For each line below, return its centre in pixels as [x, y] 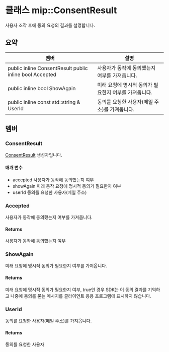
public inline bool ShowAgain [42, 88]
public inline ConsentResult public [48, 68]
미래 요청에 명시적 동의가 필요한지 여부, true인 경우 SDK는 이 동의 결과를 [76, 290]
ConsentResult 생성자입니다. [34, 155]
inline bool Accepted [32, 75]
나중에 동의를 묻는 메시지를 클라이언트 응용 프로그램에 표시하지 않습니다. [81, 296]
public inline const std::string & [44, 102]
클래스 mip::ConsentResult [61, 10]
